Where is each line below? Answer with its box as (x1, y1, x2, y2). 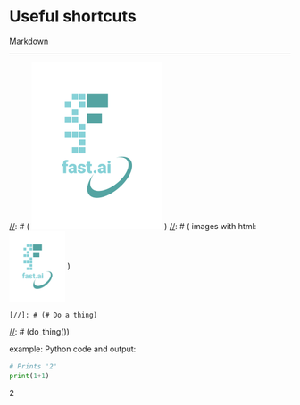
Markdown (9, 36, 49, 46)
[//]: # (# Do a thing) (9, 310, 98, 320)
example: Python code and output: (9, 343, 137, 354)
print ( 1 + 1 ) (9, 372, 50, 381)
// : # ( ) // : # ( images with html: (9, 220, 257, 231)
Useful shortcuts (9, 6, 137, 27)
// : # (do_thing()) (9, 326, 70, 337)
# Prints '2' (9, 362, 58, 371)
